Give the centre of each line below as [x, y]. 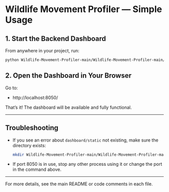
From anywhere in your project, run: [42, 51]
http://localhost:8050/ [35, 97]
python [12, 60]
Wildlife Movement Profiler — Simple [84, 9]
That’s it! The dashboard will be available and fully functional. [69, 107]
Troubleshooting [32, 128]
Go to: [12, 88]
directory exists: [29, 145]
